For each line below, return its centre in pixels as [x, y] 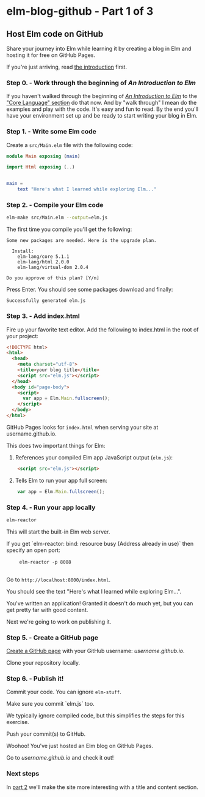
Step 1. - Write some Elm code [51, 132]
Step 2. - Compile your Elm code [55, 205]
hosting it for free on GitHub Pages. [51, 55]
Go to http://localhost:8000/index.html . [59, 580]
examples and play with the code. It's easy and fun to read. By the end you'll [103, 109]
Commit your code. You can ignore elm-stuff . [64, 692]
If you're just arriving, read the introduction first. [67, 67]
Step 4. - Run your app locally [51, 507]
